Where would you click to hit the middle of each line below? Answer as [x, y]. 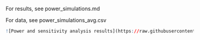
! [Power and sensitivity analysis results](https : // [73, 31]
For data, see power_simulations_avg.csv [56, 20]
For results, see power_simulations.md [53, 9]
